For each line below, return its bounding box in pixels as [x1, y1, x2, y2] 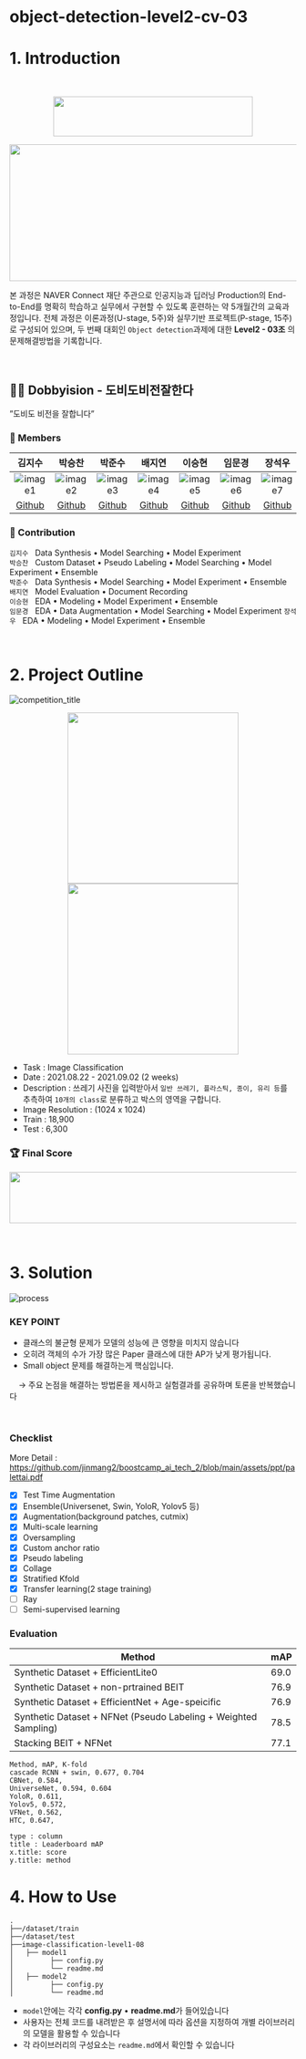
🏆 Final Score [9, 1147, 73, 1160]
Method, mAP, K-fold [9, 1760, 88, 1770]
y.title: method [9, 1856, 71, 1866]
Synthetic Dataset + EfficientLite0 [14, 1666, 158, 1679]
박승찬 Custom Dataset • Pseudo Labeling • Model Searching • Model [9, 556, 272, 567]
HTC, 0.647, [9, 1816, 55, 1826]
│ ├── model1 [9, 1949, 67, 1958]
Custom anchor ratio [22, 1542, 100, 1553]
